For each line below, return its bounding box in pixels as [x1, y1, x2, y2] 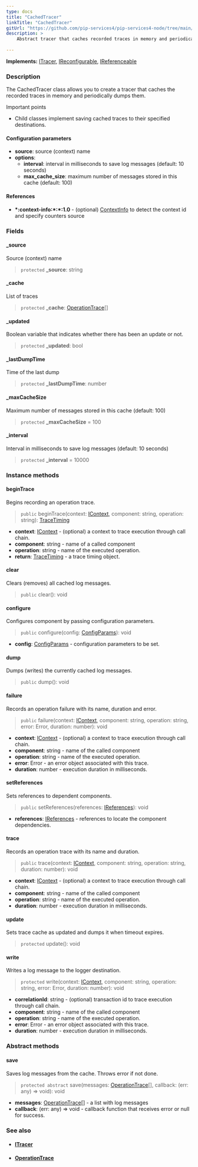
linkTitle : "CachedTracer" [6, 19, 72, 25]
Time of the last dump [6, 369, 60, 376]
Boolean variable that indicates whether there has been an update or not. [6, 331, 184, 338]
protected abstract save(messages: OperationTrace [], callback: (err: [20, 1081, 189, 1089]
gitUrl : [6, 25, 25, 31]
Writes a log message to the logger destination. [6, 967, 121, 974]
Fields [6, 227, 24, 235]
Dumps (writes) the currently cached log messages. [6, 667, 133, 674]
